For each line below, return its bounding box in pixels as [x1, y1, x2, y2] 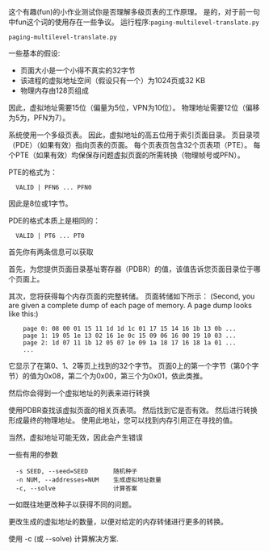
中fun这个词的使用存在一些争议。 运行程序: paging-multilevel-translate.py [8, 17, 260, 27]
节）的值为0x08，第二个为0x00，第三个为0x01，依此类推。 [8, 371, 208, 381]
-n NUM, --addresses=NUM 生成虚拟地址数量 [15, 476, 162, 484]
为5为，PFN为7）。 [8, 113, 70, 123]
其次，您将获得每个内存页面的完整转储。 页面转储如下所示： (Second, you [8, 291, 255, 301]
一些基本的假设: [8, 48, 61, 58]
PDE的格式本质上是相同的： [8, 216, 101, 225]
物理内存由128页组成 [19, 86, 89, 95]
